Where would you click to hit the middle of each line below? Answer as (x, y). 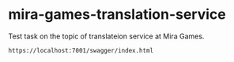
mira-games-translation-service (117, 15)
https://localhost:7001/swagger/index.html (81, 50)
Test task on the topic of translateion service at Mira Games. (106, 36)
